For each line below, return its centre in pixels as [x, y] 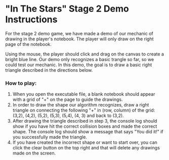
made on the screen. [34, 153]
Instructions [31, 19]
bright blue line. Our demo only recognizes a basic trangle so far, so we [80, 59]
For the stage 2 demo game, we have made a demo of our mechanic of [79, 33]
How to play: [21, 83]
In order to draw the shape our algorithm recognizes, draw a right [81, 105]
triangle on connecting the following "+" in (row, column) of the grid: [84, 110]
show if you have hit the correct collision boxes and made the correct [85, 126]
